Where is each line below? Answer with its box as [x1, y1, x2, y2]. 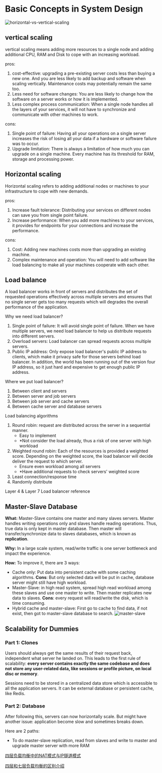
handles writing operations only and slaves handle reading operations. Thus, [5, 520, 157, 527]
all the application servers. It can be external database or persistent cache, [5, 685, 154, 691]
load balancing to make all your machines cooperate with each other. [12, 262, 150, 268]
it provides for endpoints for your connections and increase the [12, 222, 138, 228]
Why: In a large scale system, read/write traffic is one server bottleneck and [5, 546, 157, 551]
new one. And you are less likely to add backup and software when [12, 75, 146, 81]
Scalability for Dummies [5, 625, 79, 633]
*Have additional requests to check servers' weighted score [19, 469, 140, 475]
